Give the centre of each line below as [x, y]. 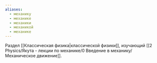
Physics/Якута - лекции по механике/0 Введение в [57, 50]
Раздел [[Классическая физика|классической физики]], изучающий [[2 [79, 45]
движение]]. [49, 56]
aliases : [14, 9]
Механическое [20, 56]
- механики [20, 23]
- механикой [22, 27]
